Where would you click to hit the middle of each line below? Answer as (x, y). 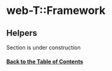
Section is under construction (43, 47)
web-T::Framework (56, 11)
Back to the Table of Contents (45, 61)
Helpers (22, 33)
